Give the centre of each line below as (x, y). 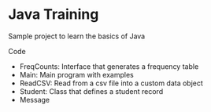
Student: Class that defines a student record (91, 91)
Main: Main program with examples (76, 74)
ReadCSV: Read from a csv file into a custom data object (111, 83)
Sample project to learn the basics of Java (77, 36)
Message (34, 99)
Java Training (54, 14)
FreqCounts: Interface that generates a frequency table (109, 66)
